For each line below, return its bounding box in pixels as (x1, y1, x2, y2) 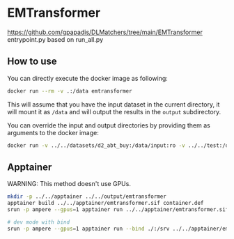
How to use (7, 56, 57, 68)
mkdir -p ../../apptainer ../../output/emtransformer (7, 193, 167, 200)
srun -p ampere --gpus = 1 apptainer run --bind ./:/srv (7, 225, 170, 232)
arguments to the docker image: (7, 128, 99, 137)
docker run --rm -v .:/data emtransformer (7, 87, 132, 95)
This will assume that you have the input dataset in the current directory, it (7, 100, 220, 109)
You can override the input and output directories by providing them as (7, 121, 210, 130)
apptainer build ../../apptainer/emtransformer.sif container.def (7, 200, 204, 207)
